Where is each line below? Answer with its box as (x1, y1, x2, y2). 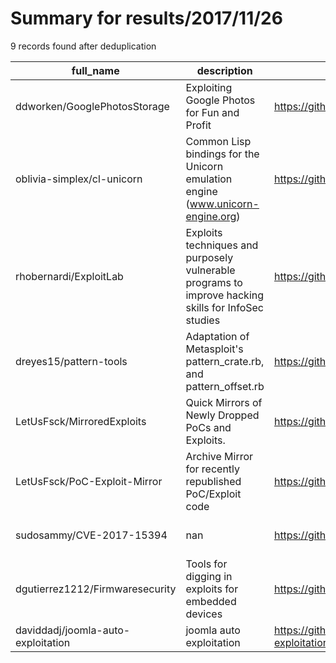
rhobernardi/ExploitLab (15, 269, 124, 283)
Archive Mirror (185, 449, 254, 463)
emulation (185, 172, 233, 186)
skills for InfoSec (185, 300, 264, 314)
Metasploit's (185, 342, 244, 356)
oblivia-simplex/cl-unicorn (15, 172, 143, 186)
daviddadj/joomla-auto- (15, 623, 131, 637)
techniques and (185, 238, 259, 252)
